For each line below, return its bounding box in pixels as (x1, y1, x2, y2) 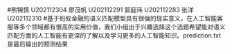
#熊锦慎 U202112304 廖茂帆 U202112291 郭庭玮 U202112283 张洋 (7, 5, 194, 14)
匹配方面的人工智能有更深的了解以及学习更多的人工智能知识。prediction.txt (7, 31, 222, 40)
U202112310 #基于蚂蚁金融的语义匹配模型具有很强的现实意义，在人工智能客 (7, 14, 224, 23)
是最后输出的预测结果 (7, 40, 68, 49)
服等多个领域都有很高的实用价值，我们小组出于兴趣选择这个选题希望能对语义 (7, 23, 226, 31)
